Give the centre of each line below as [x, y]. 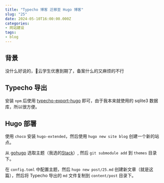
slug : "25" [16, 14]
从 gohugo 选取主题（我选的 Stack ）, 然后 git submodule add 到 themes [76, 153]
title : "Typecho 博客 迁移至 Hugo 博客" [44, 10]
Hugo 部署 [21, 123]
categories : [17, 23]
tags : [11, 32]
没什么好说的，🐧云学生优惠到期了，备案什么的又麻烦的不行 [65, 71]
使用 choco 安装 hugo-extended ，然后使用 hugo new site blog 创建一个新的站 [82, 136]
